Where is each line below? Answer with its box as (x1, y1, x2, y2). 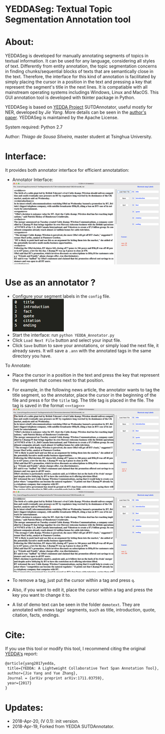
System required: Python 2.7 (5, 124, 63, 130)
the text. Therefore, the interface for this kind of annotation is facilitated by (5, 74, 156, 80)
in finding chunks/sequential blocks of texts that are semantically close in (5, 68, 154, 74)
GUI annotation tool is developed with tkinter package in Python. (5, 95, 136, 100)
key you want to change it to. (12, 592, 71, 598)
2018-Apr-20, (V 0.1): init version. (12, 718, 80, 724)
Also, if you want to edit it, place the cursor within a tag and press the (12, 587, 153, 593)
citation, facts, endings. (12, 612, 60, 618)
